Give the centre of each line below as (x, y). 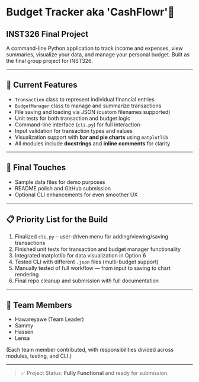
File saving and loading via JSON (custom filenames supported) (92, 112)
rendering (27, 275)
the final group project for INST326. (49, 61)
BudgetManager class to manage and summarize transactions (88, 106)
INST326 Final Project (47, 34)
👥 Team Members (39, 305)
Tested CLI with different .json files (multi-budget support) (86, 262)
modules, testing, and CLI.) (39, 356)
